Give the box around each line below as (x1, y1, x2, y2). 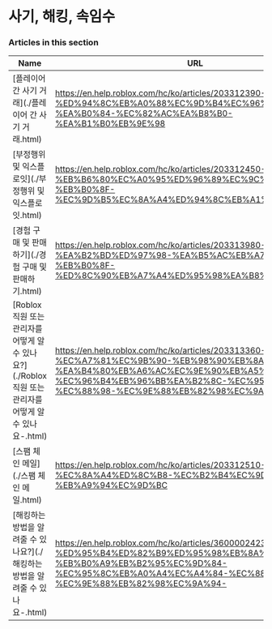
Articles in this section (8, 37, 99, 49)
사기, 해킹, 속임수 (8, 7, 116, 26)
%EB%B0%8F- (55, 260, 116, 272)
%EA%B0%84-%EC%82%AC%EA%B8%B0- (55, 108, 233, 119)
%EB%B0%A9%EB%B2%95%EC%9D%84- (55, 558, 228, 569)
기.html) (12, 285, 42, 297)
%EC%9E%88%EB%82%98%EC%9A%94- (55, 578, 227, 589)
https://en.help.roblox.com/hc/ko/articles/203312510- (55, 460, 266, 471)
